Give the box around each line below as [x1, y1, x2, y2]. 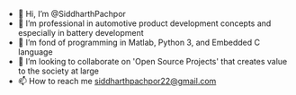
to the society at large [17, 65, 99, 76]
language [17, 47, 53, 57]
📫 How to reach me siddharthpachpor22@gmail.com [17, 76, 217, 86]
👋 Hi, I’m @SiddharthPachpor [17, 9, 126, 19]
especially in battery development [17, 28, 144, 38]
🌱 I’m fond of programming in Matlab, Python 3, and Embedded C [17, 37, 261, 47]
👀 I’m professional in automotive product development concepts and [17, 18, 272, 29]
